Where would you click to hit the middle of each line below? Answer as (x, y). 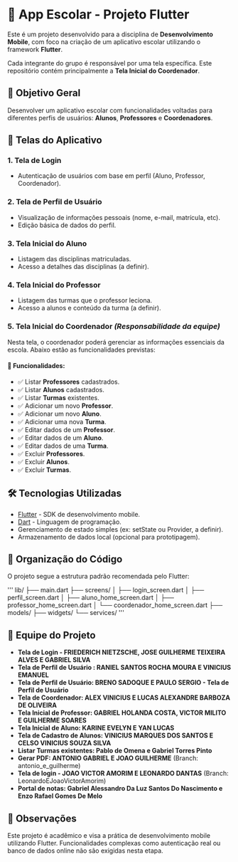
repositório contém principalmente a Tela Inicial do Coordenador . (104, 70)
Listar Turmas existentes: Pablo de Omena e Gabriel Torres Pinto (115, 751)
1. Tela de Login (34, 161)
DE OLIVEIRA (37, 705)
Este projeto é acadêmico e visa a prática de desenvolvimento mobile (109, 836)
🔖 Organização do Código (65, 559)
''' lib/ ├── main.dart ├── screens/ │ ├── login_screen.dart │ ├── (106, 590)
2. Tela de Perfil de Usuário (55, 202)
